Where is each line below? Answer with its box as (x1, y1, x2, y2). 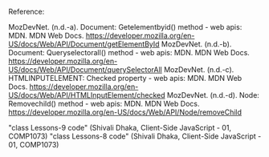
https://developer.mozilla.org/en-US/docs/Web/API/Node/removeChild (8, 107, 243, 117)
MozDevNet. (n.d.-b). (161, 39, 232, 49)
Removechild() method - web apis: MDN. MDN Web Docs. (8, 99, 200, 108)
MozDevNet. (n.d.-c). (163, 65, 234, 74)
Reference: (8, 7, 45, 16)
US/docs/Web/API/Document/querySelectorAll (8, 65, 162, 74)
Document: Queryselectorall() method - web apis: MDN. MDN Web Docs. (8, 48, 251, 57)
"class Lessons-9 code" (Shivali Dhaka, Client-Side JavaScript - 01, (8, 123, 231, 132)
